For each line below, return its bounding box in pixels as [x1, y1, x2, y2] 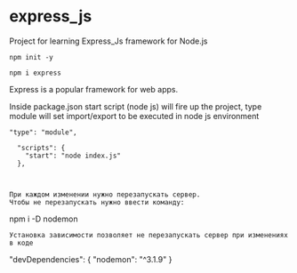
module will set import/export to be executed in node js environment [9, 110, 260, 121]
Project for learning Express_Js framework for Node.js [9, 36, 208, 46]
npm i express [9, 68, 62, 77]
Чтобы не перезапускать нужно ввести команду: [9, 197, 185, 206]
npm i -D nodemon [9, 213, 78, 224]
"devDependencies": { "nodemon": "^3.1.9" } [9, 253, 173, 264]
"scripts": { [17, 143, 66, 152]
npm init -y [9, 52, 53, 61]
